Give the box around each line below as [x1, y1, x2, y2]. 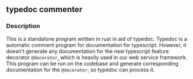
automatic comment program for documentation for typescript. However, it [6, 41, 187, 48]
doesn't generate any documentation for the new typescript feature [6, 48, 169, 55]
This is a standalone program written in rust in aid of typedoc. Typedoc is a [6, 35, 188, 42]
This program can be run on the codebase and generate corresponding [6, 60, 179, 67]
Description [6, 22, 40, 30]
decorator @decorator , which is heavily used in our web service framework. [6, 53, 188, 60]
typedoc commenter [6, 5, 83, 15]
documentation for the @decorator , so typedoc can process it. [6, 66, 155, 73]
